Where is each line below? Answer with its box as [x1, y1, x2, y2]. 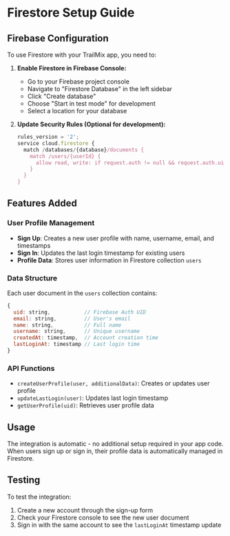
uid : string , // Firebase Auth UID [13, 309, 147, 316]
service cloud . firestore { [17, 140, 95, 146]
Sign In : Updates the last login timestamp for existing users [17, 249, 185, 257]
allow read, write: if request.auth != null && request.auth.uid [35, 159, 227, 166]
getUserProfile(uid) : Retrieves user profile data [17, 401, 155, 410]
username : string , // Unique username [13, 328, 140, 335]
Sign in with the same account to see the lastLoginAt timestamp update [17, 520, 222, 529]
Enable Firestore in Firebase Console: [17, 64, 127, 72]
